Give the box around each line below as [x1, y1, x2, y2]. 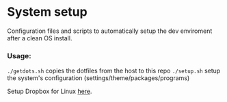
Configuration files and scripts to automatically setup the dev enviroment [7, 27, 213, 35]
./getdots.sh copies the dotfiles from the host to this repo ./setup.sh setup [7, 66, 221, 75]
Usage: [7, 51, 32, 60]
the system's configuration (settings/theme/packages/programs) [7, 74, 190, 82]
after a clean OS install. [7, 34, 72, 42]
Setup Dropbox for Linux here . [7, 87, 92, 96]
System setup [7, 4, 88, 20]
